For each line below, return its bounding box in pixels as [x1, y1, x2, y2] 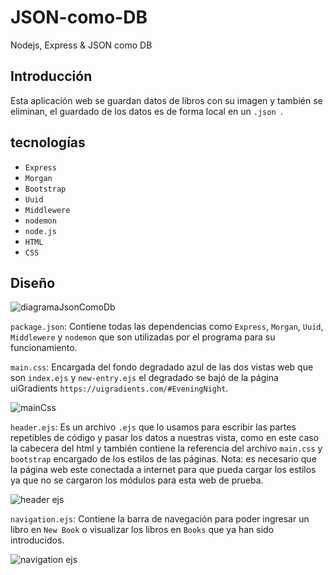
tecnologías [10, 134, 86, 151]
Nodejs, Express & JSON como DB [10, 39, 153, 51]
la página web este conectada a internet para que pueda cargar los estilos [10, 464, 317, 476]
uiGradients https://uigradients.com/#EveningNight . [10, 382, 229, 395]
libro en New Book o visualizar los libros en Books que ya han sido [10, 524, 275, 536]
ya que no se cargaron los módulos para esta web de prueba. [10, 474, 264, 486]
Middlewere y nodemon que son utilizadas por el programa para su [10, 331, 276, 343]
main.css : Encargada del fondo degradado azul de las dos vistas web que [10, 361, 314, 373]
